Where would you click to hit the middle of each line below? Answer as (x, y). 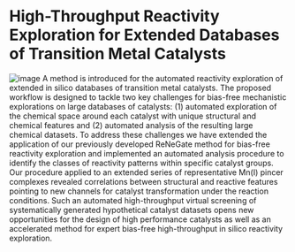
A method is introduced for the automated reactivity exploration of (163, 78)
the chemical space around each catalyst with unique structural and (132, 116)
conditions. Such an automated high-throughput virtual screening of (133, 200)
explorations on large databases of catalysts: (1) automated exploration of (143, 106)
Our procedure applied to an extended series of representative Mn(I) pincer (147, 172)
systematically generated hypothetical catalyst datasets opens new (132, 210)
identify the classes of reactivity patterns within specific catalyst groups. (141, 163)
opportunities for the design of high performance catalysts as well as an (140, 219)
